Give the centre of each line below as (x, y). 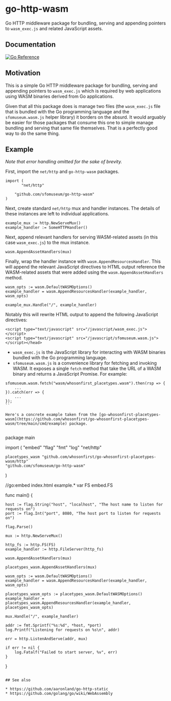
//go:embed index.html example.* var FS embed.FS (59, 485)
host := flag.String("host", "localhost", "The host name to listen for (84, 505)
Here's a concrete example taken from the (51, 415)
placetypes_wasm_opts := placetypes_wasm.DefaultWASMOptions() (74, 594)
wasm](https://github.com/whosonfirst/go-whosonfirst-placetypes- (77, 419)
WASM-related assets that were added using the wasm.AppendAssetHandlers (84, 272)
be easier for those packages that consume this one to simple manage (79, 122)
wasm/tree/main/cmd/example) (36, 424)
